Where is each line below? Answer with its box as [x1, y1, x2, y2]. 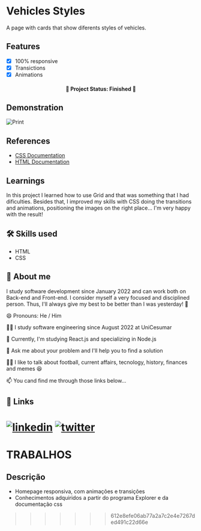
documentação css [14, 500, 63, 508]
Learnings [6, 175, 45, 186]
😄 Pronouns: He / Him [6, 312, 62, 319]
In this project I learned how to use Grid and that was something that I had [6, 191, 189, 199]
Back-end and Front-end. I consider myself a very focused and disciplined [6, 294, 190, 301]
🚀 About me [6, 272, 51, 282]
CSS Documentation [14, 152, 65, 159]
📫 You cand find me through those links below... [6, 377, 127, 384]
